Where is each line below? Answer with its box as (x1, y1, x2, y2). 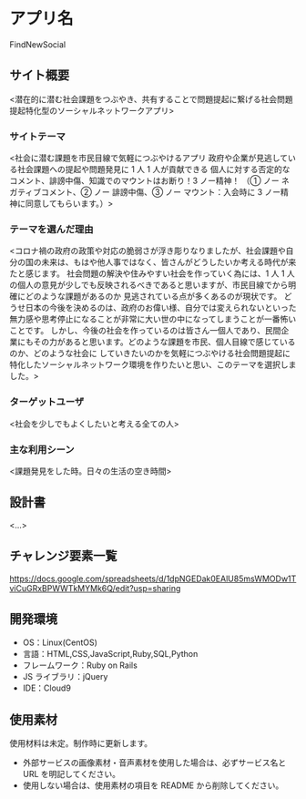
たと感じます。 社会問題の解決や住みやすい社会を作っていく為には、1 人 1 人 (9, 268, 296, 279)
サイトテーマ (9, 129, 66, 142)
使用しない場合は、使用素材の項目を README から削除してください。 (22, 780, 284, 791)
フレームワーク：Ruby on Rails (22, 660, 138, 671)
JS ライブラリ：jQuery (22, 671, 108, 682)
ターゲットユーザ (9, 395, 85, 408)
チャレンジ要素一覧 (9, 548, 117, 564)
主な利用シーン (9, 443, 75, 456)
